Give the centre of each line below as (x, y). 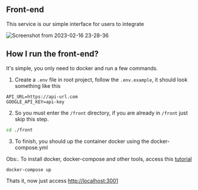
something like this (38, 86)
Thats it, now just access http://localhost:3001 (62, 181)
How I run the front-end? (53, 54)
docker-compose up (29, 170)
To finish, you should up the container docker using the (82, 141)
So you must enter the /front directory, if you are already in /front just (101, 113)
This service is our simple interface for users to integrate (75, 24)
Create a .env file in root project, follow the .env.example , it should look (101, 80)
